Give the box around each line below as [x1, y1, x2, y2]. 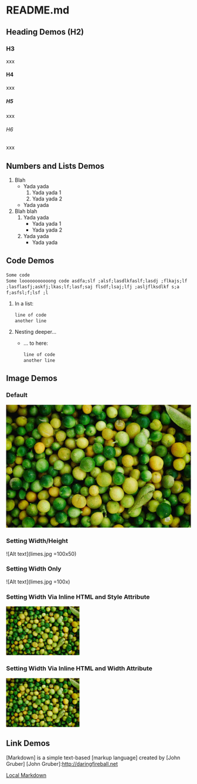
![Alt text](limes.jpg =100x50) [6, 550, 77, 557]
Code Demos [6, 256, 55, 266]
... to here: [23, 340, 49, 347]
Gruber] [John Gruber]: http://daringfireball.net [6, 760, 118, 767]
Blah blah [14, 208, 38, 215]
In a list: [14, 300, 34, 307]
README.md [6, 4, 70, 17]
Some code [6, 272, 30, 278]
